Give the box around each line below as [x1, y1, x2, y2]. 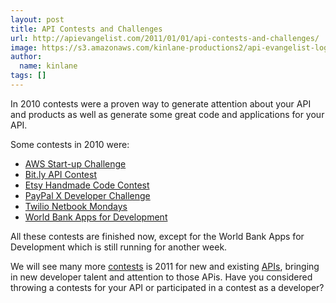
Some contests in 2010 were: [10, 138, 130, 150]
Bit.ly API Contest [24, 168, 97, 180]
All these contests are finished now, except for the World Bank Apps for [10, 230, 305, 242]
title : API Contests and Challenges [10, 24, 163, 34]
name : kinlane [19, 61, 78, 71]
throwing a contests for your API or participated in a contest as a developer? [10, 281, 325, 293]
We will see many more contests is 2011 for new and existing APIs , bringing [10, 260, 320, 272]
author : [10, 52, 43, 62]
